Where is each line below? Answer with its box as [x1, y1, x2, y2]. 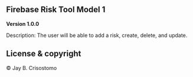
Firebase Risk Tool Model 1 [6, 5, 106, 15]
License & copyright [6, 49, 81, 59]
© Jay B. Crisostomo [6, 64, 57, 71]
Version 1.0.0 [6, 20, 40, 27]
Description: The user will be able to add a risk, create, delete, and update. [6, 32, 188, 39]
